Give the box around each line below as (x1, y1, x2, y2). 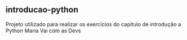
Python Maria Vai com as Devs (5, 27, 82, 34)
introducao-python (5, 5, 79, 15)
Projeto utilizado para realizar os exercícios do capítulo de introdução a (5, 20, 182, 27)
